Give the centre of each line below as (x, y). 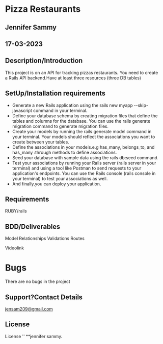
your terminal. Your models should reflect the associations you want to (83, 137)
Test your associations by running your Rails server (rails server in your (84, 163)
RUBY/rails (16, 211)
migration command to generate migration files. (60, 126)
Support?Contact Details (44, 297)
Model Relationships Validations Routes (45, 239)
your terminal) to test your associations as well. (60, 178)
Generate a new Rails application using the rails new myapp (72, 105)
